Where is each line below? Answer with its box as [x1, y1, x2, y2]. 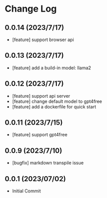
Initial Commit [12, 188, 41, 194]
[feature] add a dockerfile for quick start [12, 103, 96, 109]
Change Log [5, 3, 57, 15]
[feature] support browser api [12, 36, 74, 43]
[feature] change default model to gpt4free [12, 98, 102, 104]
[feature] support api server [12, 93, 70, 99]
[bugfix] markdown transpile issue [12, 160, 84, 166]
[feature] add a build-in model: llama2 [12, 64, 91, 71]
